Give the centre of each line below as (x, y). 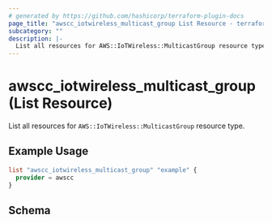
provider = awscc (45, 178)
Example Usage (49, 151)
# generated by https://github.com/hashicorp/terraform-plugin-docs (126, 16)
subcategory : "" (36, 31)
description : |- (36, 39)
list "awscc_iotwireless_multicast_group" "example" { (103, 170)
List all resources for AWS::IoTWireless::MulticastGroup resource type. (127, 126)
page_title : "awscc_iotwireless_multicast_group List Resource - (121, 24)
